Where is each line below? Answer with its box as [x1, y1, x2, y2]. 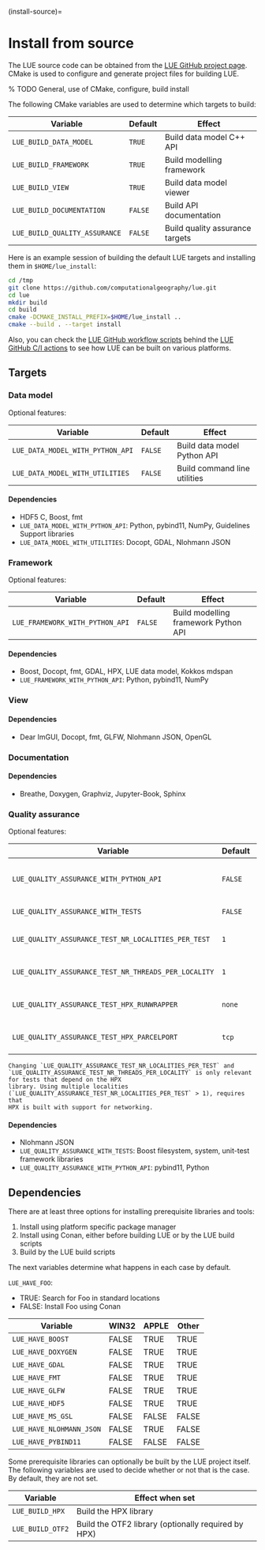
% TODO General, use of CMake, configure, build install [8, 84, 189, 93]
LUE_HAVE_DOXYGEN [12, 1348, 77, 1357]
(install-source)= [8, 7, 63, 16]
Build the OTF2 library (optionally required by [76, 1518, 244, 1529]
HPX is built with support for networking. [8, 1103, 154, 1111]
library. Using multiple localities [8, 1083, 129, 1091]
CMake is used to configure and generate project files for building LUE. [8, 69, 239, 78]
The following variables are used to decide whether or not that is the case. [8, 1465, 250, 1475]
